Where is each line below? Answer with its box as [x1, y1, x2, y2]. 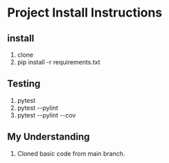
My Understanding [7, 131, 90, 143]
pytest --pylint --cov [17, 111, 76, 119]
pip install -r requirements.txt [17, 58, 100, 66]
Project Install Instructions [7, 5, 163, 21]
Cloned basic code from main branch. [17, 149, 125, 157]
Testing [7, 78, 41, 90]
